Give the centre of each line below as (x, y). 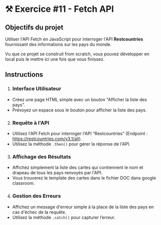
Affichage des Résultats (41, 156)
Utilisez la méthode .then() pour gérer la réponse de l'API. (71, 144)
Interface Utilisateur (37, 89)
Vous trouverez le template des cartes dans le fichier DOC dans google (84, 178)
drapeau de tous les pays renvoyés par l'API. (57, 173)
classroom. (23, 183)
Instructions (24, 75)
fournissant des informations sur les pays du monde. (58, 44)
